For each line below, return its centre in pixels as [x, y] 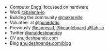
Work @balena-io [27, 12]
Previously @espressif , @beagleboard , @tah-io [57, 28]
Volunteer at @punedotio [34, 22]
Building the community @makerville [46, 17]
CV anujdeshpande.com [34, 38]
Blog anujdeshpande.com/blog [40, 43]
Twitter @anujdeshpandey [36, 33]
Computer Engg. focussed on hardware [49, 7]
